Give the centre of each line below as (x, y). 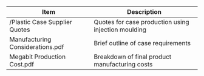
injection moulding (120, 30)
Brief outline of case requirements (142, 43)
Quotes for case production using (141, 22)
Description (144, 12)
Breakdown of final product (133, 57)
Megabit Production (37, 57)
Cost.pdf (22, 64)
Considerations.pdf (37, 47)
